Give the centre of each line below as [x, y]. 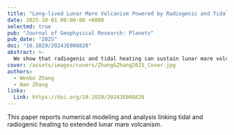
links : [17, 91]
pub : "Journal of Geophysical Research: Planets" [81, 33]
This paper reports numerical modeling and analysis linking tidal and [105, 117]
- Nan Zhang [31, 84]
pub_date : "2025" [32, 39]
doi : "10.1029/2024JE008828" [49, 46]
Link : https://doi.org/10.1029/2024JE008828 [79, 98]
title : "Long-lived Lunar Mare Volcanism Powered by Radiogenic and [109, 13]
